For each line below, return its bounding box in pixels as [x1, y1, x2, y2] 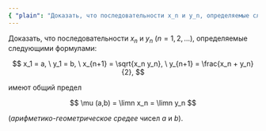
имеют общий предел [8, 83, 82, 92]
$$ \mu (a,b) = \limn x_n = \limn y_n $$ [70, 98, 196, 108]
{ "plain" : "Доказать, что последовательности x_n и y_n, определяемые [8, 11, 249, 20]
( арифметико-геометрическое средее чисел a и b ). [8, 114, 184, 123]
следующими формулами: [8, 44, 97, 53]
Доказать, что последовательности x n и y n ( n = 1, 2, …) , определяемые [8, 33, 248, 44]
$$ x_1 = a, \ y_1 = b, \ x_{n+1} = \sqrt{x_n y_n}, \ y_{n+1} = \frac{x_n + [12, 59, 238, 68]
